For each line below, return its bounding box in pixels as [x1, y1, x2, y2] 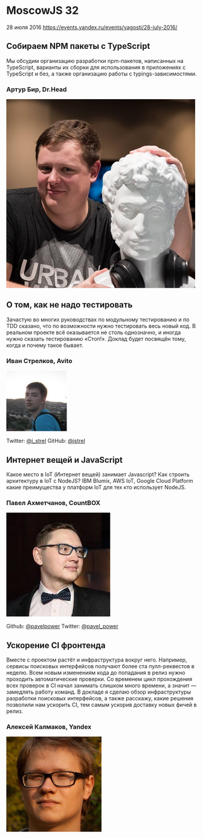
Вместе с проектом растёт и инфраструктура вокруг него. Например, [6, 656, 187, 663]
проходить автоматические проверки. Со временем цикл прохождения [6, 675, 192, 683]
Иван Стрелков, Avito [6, 356, 72, 365]
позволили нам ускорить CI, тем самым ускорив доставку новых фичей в [6, 701, 197, 709]
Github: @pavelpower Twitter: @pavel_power [6, 623, 119, 630]
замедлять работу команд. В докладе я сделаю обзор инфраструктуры [6, 688, 192, 695]
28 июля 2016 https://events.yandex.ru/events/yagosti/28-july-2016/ [6, 24, 178, 31]
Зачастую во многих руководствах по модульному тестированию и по [6, 315, 190, 323]
